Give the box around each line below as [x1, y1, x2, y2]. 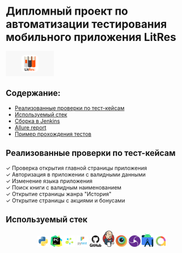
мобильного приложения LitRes [5, 31, 177, 44]
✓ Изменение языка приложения [5, 177, 93, 185]
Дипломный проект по [5, 4, 129, 18]
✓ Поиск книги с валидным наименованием [5, 183, 122, 191]
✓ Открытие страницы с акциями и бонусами [5, 197, 126, 204]
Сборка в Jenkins [14, 117, 60, 125]
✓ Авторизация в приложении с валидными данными [5, 170, 146, 178]
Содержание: [5, 88, 61, 98]
